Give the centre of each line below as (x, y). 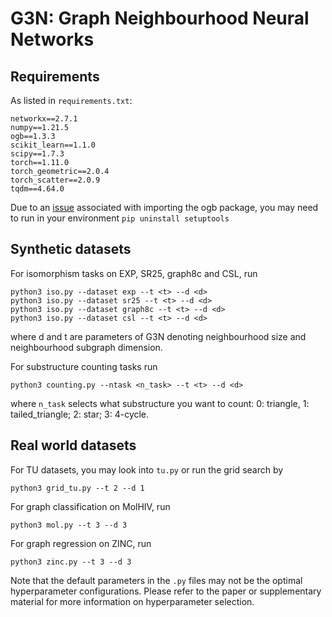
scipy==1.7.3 (37, 154)
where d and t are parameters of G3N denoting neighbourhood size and (158, 336)
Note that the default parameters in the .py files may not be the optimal (156, 580)
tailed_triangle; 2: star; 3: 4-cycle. (80, 414)
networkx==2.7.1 (44, 119)
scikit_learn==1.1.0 (53, 145)
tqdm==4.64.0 (37, 189)
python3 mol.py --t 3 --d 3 (69, 525)
